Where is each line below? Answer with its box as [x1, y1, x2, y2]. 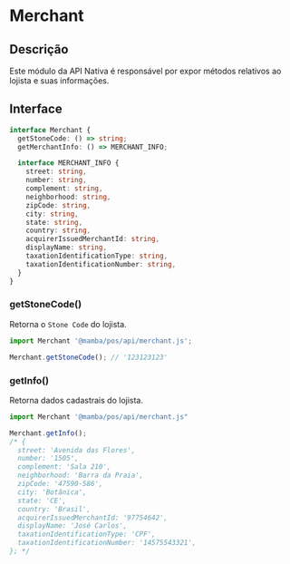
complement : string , [25, 184, 103, 193]
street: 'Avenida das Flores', [17, 445, 136, 454]
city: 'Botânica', [17, 487, 88, 497]
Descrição [9, 42, 69, 57]
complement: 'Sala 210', [17, 462, 111, 472]
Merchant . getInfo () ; [9, 428, 88, 438]
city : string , [25, 209, 79, 219]
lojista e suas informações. [9, 75, 110, 86]
